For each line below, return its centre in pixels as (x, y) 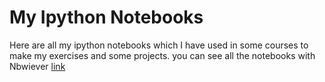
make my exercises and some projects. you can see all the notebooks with (162, 55)
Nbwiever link (37, 66)
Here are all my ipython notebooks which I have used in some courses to (159, 45)
